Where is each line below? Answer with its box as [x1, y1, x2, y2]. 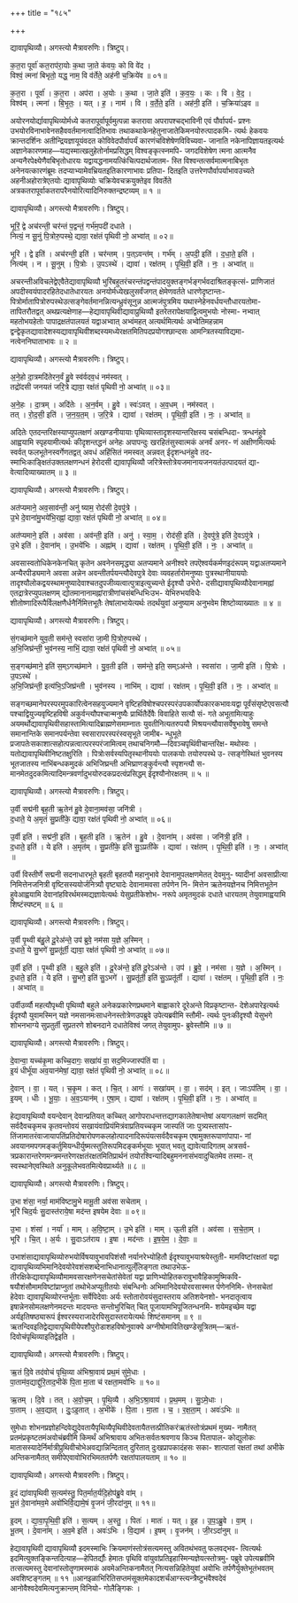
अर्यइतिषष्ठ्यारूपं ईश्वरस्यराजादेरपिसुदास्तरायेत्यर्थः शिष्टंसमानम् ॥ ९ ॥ [10, 1311, 202, 1322]
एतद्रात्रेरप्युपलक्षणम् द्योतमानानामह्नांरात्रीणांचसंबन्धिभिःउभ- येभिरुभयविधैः [10, 588, 202, 598]
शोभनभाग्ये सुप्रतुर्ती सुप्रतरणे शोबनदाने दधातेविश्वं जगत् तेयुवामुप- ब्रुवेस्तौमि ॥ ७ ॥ [10, 1020, 231, 1030]
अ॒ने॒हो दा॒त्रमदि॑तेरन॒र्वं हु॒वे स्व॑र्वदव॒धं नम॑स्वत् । [10, 371, 130, 382]
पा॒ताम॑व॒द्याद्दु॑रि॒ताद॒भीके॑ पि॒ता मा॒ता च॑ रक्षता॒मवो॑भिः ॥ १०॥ [10, 1377, 160, 1387]
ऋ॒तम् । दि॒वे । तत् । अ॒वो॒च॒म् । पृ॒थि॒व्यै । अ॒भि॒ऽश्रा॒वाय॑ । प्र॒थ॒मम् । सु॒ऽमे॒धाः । [10, 1395, 224, 1404]
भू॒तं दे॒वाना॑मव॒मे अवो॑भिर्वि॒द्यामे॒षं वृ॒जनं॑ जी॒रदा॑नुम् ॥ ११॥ [10, 1497, 156, 1508]
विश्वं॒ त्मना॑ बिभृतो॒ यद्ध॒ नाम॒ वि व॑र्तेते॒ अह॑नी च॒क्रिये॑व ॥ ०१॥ [10, 70, 167, 81]
